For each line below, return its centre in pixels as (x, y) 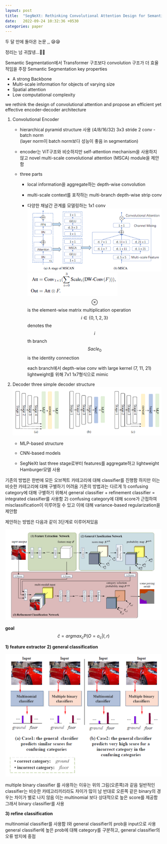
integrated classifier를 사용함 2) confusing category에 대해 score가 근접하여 (81, 499)
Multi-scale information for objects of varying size (64, 84)
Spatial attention (29, 90)
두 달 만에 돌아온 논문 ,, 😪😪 (33, 42)
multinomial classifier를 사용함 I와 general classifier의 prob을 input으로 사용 (81, 824)
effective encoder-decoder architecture (46, 110)
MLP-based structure (42, 443)
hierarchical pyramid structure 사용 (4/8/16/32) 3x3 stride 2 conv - (87, 130)
